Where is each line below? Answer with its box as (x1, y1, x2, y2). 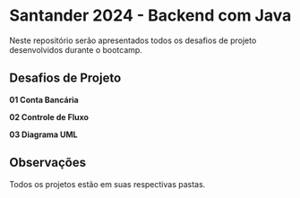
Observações (9, 155, 87, 170)
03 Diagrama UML (9, 129, 78, 140)
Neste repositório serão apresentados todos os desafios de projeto (9, 35, 257, 46)
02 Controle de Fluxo (9, 111, 90, 122)
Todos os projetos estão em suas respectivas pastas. (9, 178, 206, 189)
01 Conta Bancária (9, 94, 79, 105)
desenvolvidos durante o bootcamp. (9, 44, 143, 55)
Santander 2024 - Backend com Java (9, 5, 292, 26)
